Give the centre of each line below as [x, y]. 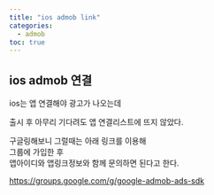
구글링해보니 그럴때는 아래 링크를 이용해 [78, 141]
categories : [31, 26]
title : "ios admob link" [55, 17]
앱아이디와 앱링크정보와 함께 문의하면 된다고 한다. [94, 163]
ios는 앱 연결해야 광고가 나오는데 [65, 104]
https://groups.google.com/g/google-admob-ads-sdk [107, 181]
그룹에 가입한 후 [37, 152]
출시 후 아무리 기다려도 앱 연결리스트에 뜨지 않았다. [96, 122]
